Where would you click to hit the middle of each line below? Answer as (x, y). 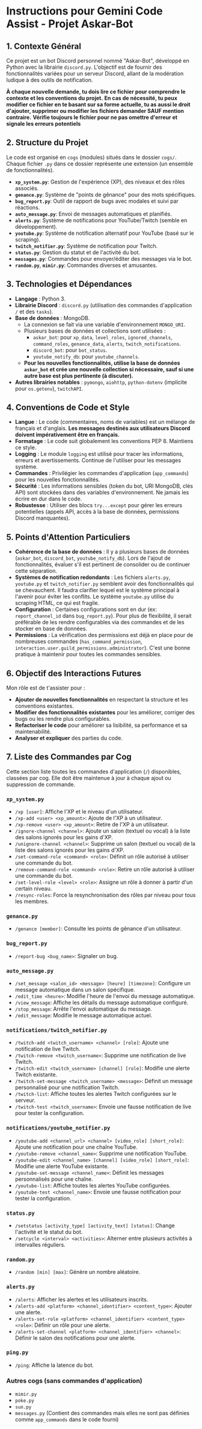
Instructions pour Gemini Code (85, 11)
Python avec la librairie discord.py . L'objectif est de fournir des (84, 67)
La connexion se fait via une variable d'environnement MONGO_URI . (104, 324)
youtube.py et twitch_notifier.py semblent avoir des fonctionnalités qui (104, 584)
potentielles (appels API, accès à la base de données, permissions (97, 512)
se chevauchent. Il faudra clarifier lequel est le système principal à (97, 590)
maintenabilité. (33, 732)
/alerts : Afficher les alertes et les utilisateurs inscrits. (81, 1299)
